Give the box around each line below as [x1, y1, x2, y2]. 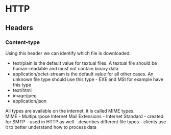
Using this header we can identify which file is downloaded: [5, 50, 131, 56]
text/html [12, 87, 32, 93]
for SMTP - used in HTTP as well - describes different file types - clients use [5, 118, 166, 125]
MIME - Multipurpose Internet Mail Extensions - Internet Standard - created [5, 113, 164, 119]
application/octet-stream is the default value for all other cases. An [12, 71, 154, 77]
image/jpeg [12, 92, 37, 98]
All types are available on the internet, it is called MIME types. [5, 107, 135, 114]
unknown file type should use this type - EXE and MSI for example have [12, 76, 163, 82]
